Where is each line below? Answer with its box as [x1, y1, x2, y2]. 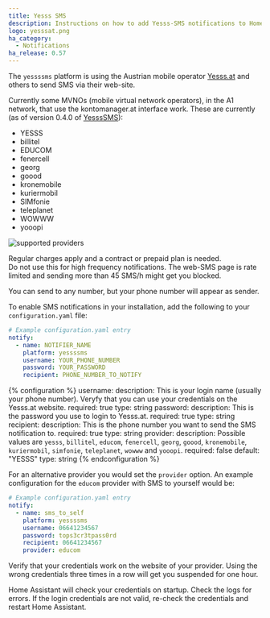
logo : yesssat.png [8, 27, 70, 35]
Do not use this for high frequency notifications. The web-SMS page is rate [8, 263, 257, 272]
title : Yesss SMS [8, 11, 67, 20]
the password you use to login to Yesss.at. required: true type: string [8, 412, 235, 421]
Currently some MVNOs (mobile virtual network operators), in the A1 [8, 96, 235, 105]
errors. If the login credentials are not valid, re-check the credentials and [8, 594, 249, 603]
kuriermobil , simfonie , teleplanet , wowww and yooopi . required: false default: [8, 446, 260, 455]
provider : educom [22, 546, 81, 554]
